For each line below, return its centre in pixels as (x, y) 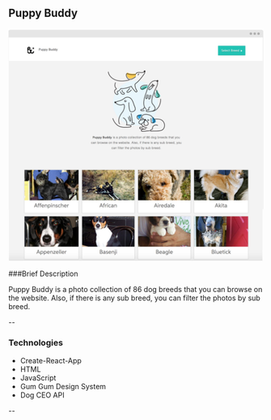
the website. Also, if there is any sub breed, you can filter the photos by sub (134, 298)
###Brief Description (43, 274)
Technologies (36, 343)
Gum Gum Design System (63, 386)
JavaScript (38, 378)
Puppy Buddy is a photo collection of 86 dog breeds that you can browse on (135, 289)
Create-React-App (51, 360)
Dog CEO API (42, 395)
